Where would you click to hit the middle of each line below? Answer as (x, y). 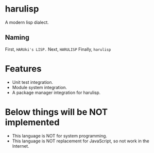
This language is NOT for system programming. (60, 136)
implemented (32, 122)
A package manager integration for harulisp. (56, 92)
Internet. (20, 146)
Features (23, 69)
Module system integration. (39, 87)
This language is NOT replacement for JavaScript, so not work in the (81, 141)
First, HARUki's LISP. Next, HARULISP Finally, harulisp (58, 49)
